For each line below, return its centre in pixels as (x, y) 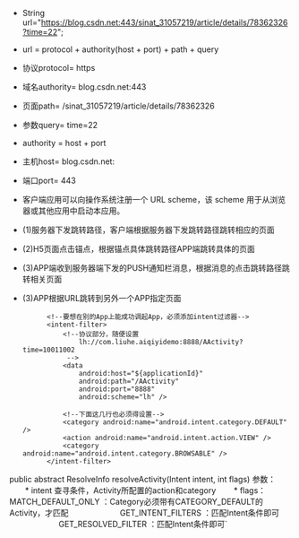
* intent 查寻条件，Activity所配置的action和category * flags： (145, 490)
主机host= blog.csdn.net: (68, 161)
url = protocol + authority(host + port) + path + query (120, 49)
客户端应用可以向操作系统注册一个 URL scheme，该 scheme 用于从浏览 (154, 200)
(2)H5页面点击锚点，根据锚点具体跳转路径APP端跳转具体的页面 (138, 249)
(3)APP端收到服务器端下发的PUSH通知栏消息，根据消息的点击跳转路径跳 (156, 268)
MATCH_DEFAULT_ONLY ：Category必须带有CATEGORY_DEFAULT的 (137, 502)
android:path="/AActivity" (129, 381)
